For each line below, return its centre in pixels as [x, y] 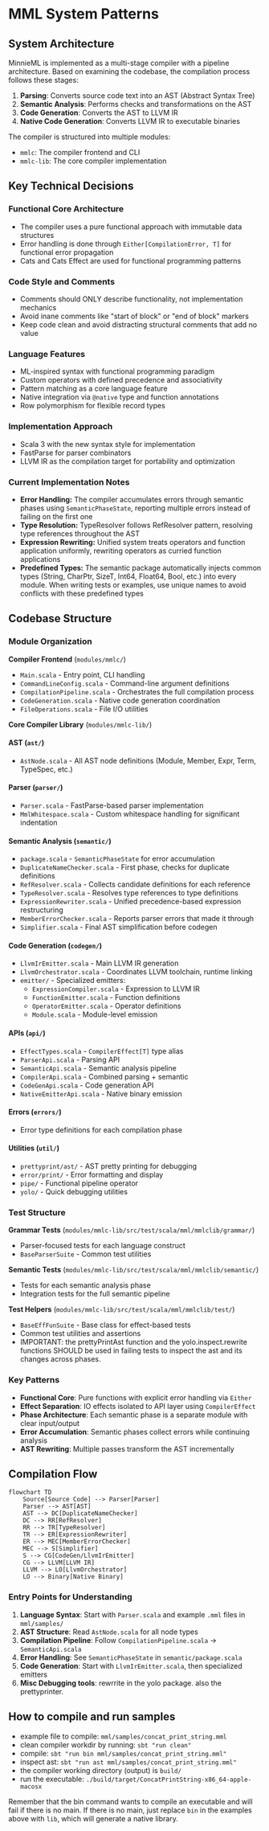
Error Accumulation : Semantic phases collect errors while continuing [135, 1432]
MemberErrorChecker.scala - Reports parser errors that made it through [137, 919]
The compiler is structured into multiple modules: [90, 137]
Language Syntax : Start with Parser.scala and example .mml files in [132, 1614]
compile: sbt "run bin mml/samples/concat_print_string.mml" [123, 1753]
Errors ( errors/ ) [35, 1112]
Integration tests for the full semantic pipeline [95, 1294]
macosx [31, 1786]
